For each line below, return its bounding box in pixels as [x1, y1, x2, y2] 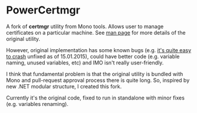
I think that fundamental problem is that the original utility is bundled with [6, 70, 183, 77]
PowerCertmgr [6, 4, 81, 17]
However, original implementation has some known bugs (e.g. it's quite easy [6, 46, 192, 53]
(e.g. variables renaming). [6, 100, 69, 107]
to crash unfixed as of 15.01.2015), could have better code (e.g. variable [6, 53, 180, 60]
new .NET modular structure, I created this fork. [6, 83, 122, 90]
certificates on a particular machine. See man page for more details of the [6, 29, 186, 36]
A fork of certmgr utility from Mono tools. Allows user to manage [6, 23, 164, 30]
